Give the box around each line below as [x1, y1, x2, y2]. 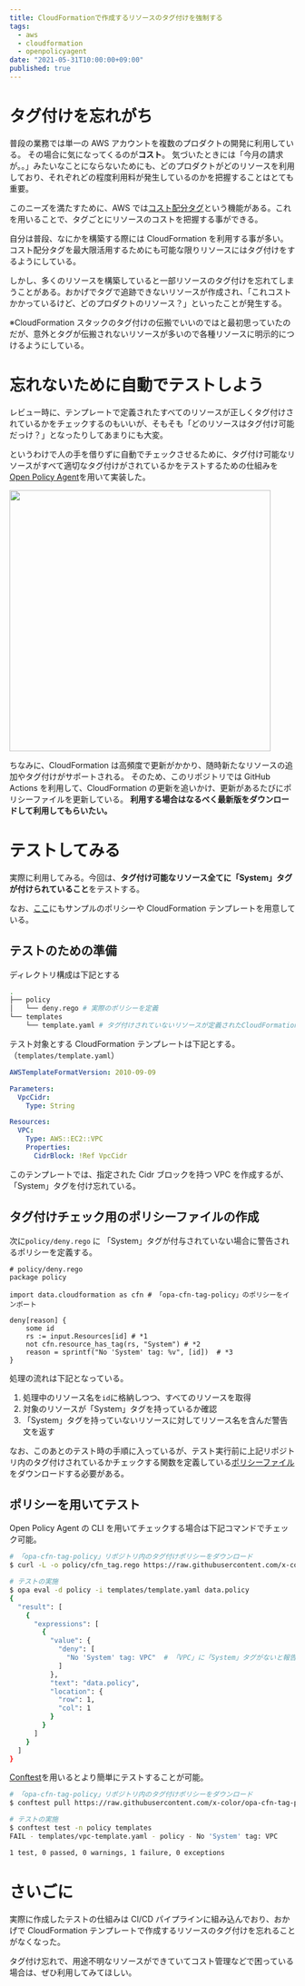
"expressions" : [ [33, 1619, 100, 1628]
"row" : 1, [57, 1695, 95, 1704]
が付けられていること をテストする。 [9, 883, 145, 894]
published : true [9, 64, 71, 74]
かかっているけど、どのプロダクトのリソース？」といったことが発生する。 [9, 297, 287, 309]
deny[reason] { [9, 1316, 67, 1325]
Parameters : [9, 1084, 54, 1093]
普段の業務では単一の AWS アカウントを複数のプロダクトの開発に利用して [9, 137, 287, 148]
